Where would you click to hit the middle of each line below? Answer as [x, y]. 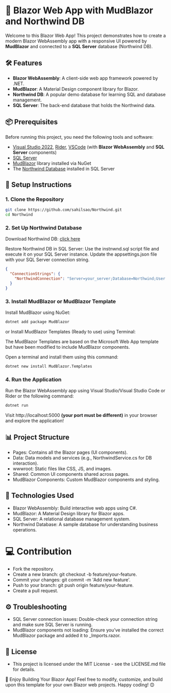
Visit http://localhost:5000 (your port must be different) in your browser [81, 415]
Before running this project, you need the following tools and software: [80, 137]
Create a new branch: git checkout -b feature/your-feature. [75, 574]
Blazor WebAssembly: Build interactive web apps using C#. [75, 508]
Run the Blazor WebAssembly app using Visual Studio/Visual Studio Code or [85, 391]
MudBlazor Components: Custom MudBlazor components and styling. [86, 479]
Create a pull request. [35, 591]
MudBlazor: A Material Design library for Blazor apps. [69, 513]
